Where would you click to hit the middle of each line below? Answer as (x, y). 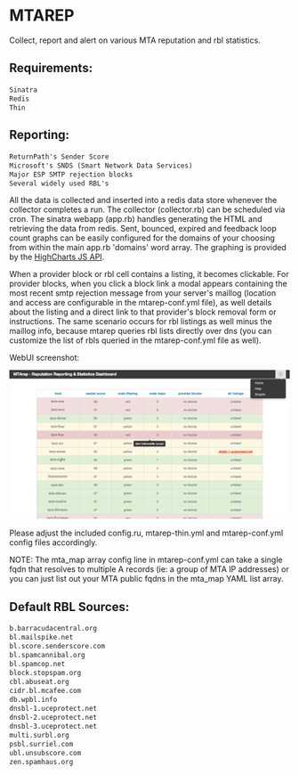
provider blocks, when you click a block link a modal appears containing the (148, 283)
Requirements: (51, 68)
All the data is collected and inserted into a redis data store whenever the (143, 200)
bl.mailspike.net (41, 638)
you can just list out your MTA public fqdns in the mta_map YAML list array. (146, 579)
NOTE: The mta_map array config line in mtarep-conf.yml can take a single (146, 560)
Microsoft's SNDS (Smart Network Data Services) (101, 166)
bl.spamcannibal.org (48, 656)
